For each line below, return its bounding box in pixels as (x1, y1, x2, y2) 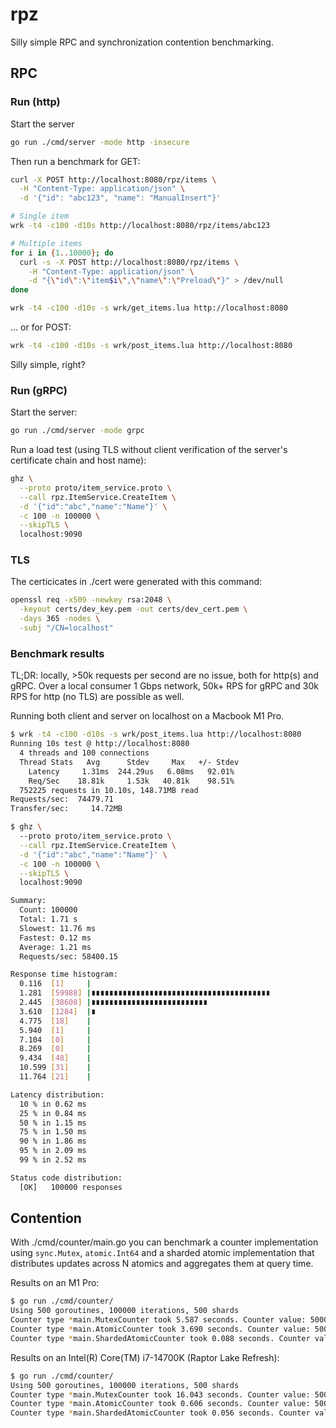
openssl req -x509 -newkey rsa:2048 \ (10, 595, 172, 605)
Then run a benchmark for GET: (10, 155, 141, 167)
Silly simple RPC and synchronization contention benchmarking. (10, 36, 274, 48)
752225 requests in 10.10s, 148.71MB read (19, 785, 199, 795)
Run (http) (10, 95, 61, 109)
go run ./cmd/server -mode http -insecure (10, 137, 190, 147)
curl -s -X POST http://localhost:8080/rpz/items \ (19, 257, 240, 267)
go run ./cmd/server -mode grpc (10, 426, 145, 436)
